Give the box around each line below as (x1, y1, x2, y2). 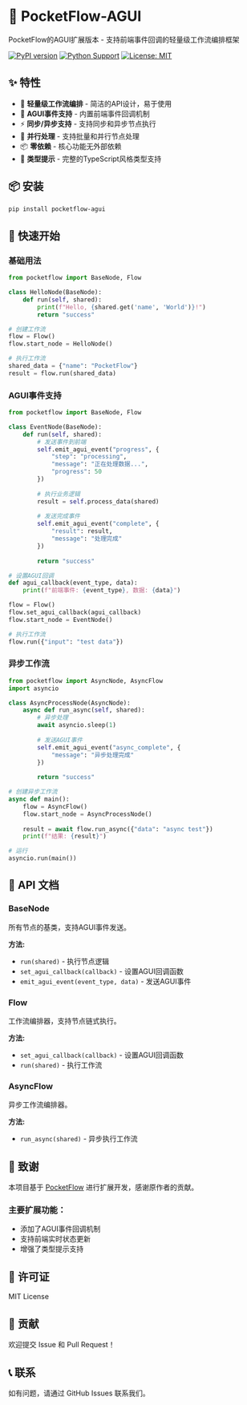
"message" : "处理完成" (51, 535, 123, 543)
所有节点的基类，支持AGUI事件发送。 (8, 922, 131, 932)
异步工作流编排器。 (8, 1100, 72, 1109)
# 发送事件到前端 (37, 438, 87, 446)
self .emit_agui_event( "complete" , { (37, 520, 160, 528)
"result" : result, (51, 527, 113, 535)
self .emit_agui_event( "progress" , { (37, 445, 160, 454)
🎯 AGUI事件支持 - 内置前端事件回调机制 (19, 108, 150, 119)
